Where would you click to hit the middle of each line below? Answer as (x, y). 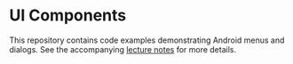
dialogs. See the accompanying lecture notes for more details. (123, 49)
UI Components (68, 16)
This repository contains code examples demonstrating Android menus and (147, 40)
